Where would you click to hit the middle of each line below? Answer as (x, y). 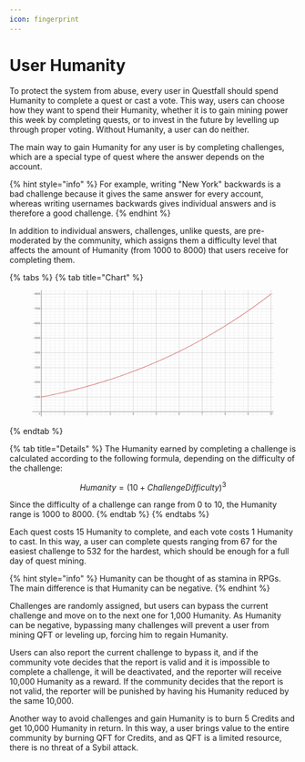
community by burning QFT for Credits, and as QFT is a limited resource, (146, 738)
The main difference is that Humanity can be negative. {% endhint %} (140, 588)
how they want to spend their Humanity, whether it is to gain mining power (149, 110)
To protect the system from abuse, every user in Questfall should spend (144, 90)
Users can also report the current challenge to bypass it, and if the (134, 653)
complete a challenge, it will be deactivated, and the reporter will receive (146, 672)
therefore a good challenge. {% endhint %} (90, 213)
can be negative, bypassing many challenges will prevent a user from (139, 625)
